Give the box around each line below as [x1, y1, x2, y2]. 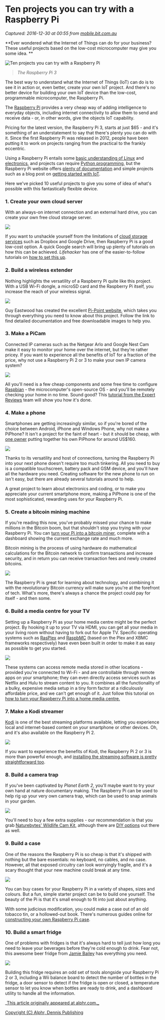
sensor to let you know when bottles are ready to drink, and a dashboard [5, 985, 153, 991]
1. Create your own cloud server [5, 198, 83, 205]
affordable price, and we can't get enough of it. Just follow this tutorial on [5, 690, 154, 696]
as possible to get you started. [5, 645, 67, 651]
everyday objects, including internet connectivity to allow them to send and [5, 110, 158, 116]
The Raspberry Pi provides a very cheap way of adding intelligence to [5, 104, 147, 110]
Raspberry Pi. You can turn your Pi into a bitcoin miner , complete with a [5, 530, 150, 536]
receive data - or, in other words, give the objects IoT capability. [5, 115, 134, 121]
